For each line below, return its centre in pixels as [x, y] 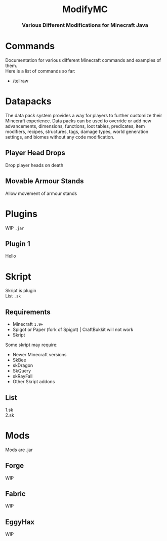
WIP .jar [15, 228]
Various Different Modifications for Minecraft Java [85, 25]
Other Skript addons [34, 382]
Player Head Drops [35, 153]
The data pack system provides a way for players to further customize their [84, 115]
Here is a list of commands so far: [40, 71]
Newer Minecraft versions [39, 355]
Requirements [28, 312]
